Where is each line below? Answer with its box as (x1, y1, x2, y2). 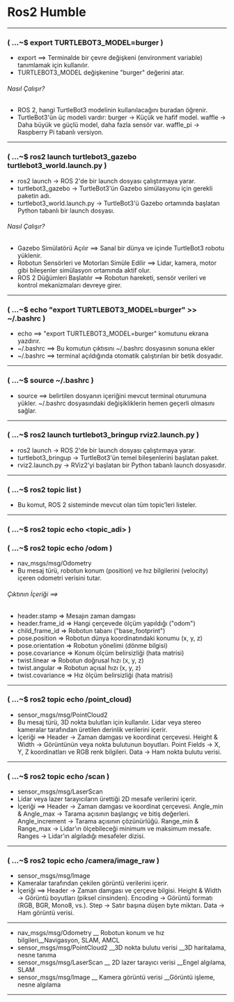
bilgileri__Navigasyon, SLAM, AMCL (17, 936, 120, 945)
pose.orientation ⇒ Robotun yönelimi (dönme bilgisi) (17, 641, 169, 649)
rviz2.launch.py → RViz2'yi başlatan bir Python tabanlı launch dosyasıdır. (17, 461, 226, 469)
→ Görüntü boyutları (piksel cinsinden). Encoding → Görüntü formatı (17, 894, 213, 902)
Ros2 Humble (7, 4, 86, 20)
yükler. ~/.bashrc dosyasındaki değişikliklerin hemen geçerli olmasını (17, 399, 214, 407)
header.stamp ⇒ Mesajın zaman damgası (17, 612, 136, 620)
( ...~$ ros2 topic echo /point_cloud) (7, 694, 132, 704)
